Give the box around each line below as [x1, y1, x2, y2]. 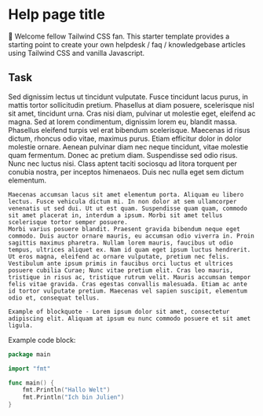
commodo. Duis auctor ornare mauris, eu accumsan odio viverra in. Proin [8, 232, 255, 240]
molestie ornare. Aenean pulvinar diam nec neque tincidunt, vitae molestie [8, 142, 249, 151]
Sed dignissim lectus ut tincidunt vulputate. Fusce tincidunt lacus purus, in [8, 92, 249, 101]
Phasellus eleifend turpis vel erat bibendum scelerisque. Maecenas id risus [8, 125, 250, 134]
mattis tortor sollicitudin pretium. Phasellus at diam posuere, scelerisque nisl [8, 100, 255, 109]
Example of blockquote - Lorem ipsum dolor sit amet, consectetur [8, 307, 230, 315]
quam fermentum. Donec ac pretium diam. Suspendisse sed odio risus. [8, 150, 238, 160]
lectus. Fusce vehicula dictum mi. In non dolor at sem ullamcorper [8, 197, 237, 205]
